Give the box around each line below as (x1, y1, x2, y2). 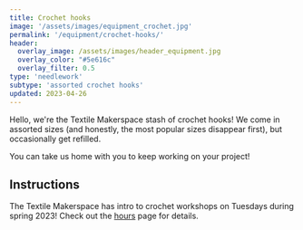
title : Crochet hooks (9, 13, 92, 23)
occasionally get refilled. (9, 133, 102, 144)
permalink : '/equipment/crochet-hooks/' (9, 30, 165, 39)
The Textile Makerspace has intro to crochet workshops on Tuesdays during (9, 201, 295, 212)
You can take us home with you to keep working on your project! (9, 150, 250, 161)
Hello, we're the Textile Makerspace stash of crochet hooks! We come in (9, 114, 280, 125)
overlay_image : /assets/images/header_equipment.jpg (17, 47, 221, 56)
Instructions (9, 177, 80, 192)
